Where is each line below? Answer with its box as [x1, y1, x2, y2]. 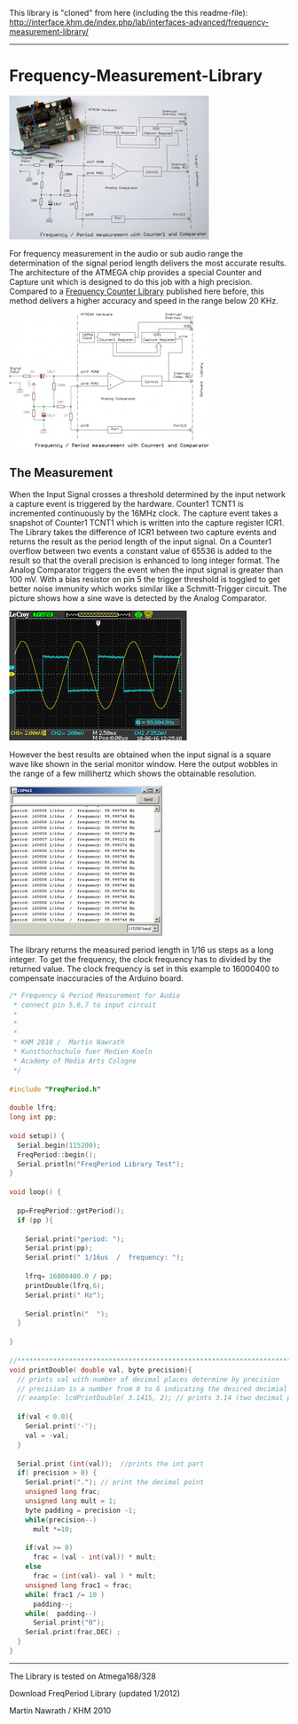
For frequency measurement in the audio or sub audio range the [9, 248, 244, 258]
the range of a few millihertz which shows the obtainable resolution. [9, 768, 257, 779]
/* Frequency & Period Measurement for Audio [9, 991, 180, 1000]
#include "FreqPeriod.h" [9, 1085, 101, 1094]
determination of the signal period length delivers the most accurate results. [9, 257, 286, 268]
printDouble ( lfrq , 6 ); [25, 1281, 105, 1290]
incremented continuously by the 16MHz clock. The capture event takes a [9, 508, 278, 518]
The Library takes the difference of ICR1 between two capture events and [9, 526, 277, 537]
